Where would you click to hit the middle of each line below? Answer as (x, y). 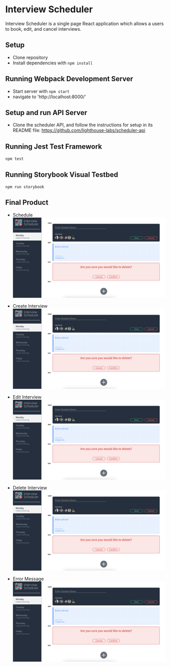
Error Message (28, 579)
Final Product (27, 203)
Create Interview (30, 306)
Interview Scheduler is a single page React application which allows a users (84, 24)
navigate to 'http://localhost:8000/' (49, 97)
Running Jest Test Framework (54, 146)
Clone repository (30, 57)
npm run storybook (25, 187)
